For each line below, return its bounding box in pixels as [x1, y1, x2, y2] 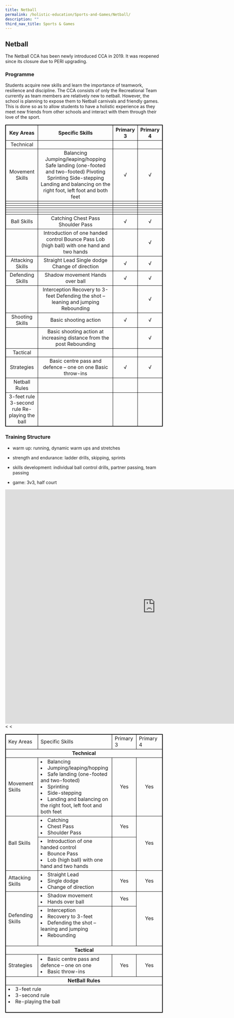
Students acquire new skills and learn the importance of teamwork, [5, 82, 143, 88]
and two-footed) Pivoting [45, 168, 106, 175]
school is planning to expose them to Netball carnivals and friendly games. [5, 98, 159, 104]
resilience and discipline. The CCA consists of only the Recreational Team [5, 88, 157, 94]
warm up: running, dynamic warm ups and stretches [12, 445, 120, 451]
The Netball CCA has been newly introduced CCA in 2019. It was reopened [5, 53, 159, 59]
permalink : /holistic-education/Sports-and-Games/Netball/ [5, 12, 131, 17]
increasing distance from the [41, 334, 109, 341]
